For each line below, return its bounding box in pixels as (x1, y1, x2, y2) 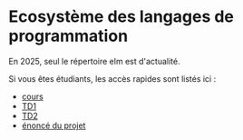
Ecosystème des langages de (8, 6, 235, 27)
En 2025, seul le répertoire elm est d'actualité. (8, 55, 180, 66)
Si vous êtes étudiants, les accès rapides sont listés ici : (8, 73, 217, 84)
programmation (8, 25, 129, 46)
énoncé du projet (21, 120, 86, 131)
